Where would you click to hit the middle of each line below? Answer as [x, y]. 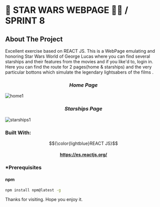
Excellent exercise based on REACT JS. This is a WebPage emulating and [80, 51]
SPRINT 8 [25, 21]
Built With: [18, 132]
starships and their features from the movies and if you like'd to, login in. [79, 61]
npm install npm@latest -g [33, 190]
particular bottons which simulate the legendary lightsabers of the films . [80, 72]
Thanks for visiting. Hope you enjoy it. [44, 200]
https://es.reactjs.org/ [83, 155]
